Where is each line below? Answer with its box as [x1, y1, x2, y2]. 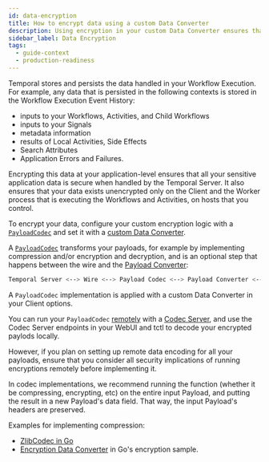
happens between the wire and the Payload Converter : [8, 260, 189, 269]
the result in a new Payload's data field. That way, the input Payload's [8, 396, 238, 406]
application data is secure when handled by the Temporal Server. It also [8, 177, 245, 187]
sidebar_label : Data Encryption [8, 34, 116, 43]
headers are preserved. [8, 404, 86, 414]
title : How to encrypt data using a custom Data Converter [8, 19, 210, 27]
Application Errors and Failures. [19, 153, 124, 163]
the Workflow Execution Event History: [8, 95, 135, 105]
